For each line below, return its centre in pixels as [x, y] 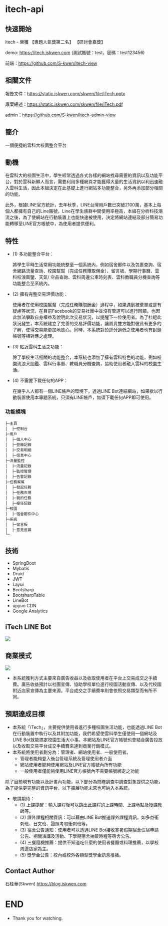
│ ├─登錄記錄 [18, 444]
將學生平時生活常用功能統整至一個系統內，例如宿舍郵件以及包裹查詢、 [85, 265]
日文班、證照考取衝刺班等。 [62, 823]
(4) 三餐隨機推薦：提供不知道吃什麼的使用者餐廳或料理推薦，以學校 [89, 842]
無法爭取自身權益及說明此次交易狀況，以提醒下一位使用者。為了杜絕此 [89, 317]
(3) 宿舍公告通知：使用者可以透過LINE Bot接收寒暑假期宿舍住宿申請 [89, 830]
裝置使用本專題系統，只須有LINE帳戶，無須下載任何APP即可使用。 [85, 397]
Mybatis [21, 568]
